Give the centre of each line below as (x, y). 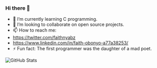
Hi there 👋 (18, 8)
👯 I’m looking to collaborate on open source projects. (68, 24)
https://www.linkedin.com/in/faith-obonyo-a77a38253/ (71, 43)
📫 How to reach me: (35, 30)
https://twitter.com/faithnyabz (44, 38)
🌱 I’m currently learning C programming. (55, 19)
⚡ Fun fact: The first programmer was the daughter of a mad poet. (82, 49)
